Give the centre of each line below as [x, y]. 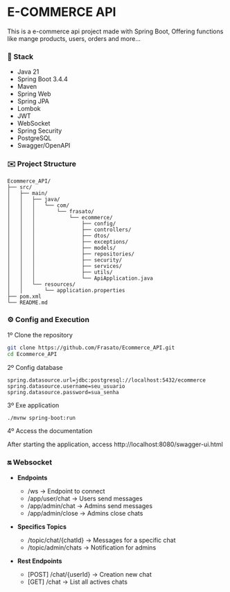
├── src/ [20, 187]
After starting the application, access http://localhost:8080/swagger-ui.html [115, 444]
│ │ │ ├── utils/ [60, 272]
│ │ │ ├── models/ [62, 248]
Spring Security [39, 131]
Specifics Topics [42, 526]
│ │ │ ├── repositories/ [71, 254]
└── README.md [28, 303]
